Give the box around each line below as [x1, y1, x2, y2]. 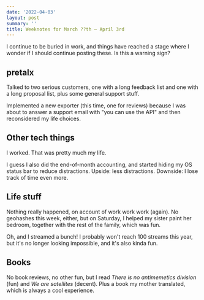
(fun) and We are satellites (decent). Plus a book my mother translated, [6, 280, 186, 287]
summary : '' [6, 20, 37, 26]
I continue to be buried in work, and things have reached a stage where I [6, 43, 190, 50]
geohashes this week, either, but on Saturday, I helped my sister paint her [6, 214, 192, 221]
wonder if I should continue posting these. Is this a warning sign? [6, 50, 170, 57]
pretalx [6, 67, 34, 77]
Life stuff [6, 191, 42, 202]
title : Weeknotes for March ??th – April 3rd [6, 26, 124, 33]
